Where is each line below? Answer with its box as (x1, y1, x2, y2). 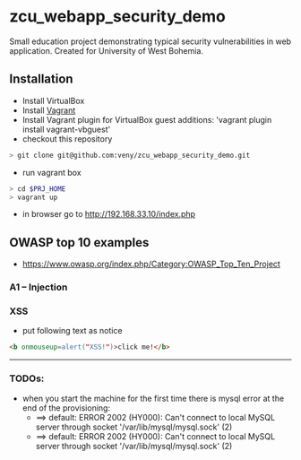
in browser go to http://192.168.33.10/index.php (21, 209, 195, 220)
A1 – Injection (9, 281, 68, 293)
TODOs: (9, 372, 45, 385)
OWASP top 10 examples (9, 235, 150, 250)
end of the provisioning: (21, 402, 110, 413)
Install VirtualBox (21, 95, 85, 106)
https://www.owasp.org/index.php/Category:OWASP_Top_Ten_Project (21, 258, 280, 270)
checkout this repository (21, 133, 113, 144)
